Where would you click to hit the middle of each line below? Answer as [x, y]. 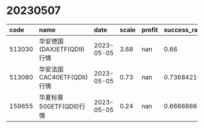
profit [150, 30]
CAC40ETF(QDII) [63, 77]
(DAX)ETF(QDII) [62, 49]
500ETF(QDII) [59, 106]
